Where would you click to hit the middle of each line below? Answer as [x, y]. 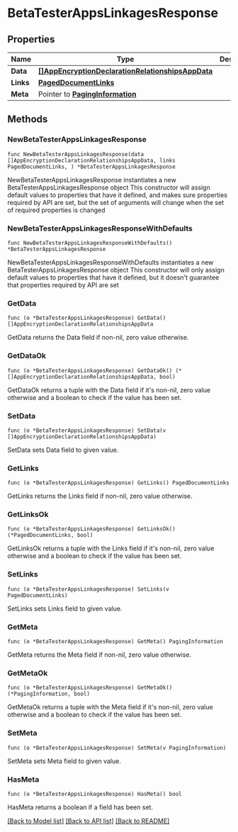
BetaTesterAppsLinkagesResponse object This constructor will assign [109, 187]
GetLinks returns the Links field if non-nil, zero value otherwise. [100, 496]
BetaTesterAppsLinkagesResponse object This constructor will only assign [116, 270]
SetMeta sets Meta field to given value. [64, 761]
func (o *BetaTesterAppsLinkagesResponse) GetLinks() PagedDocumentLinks [119, 483]
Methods [28, 120]
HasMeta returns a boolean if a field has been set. [80, 807]
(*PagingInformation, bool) [49, 694]
